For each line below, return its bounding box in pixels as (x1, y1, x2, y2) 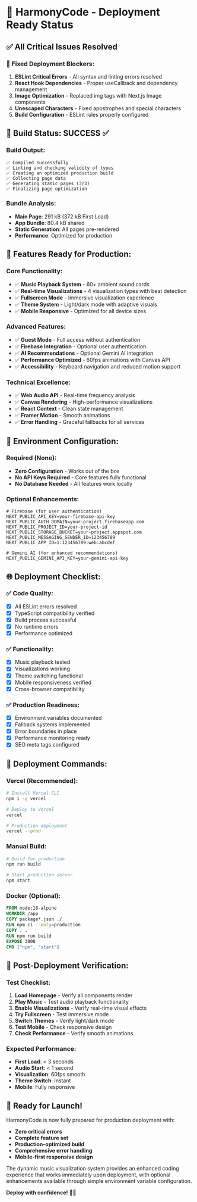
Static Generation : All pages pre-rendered (14, 226, 119, 233)
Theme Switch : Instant (14, 1077, 71, 1084)
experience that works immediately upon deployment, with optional (6, 1171, 171, 1178)
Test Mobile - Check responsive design (14, 1023, 112, 1031)
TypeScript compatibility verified (14, 610, 95, 617)
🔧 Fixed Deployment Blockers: (6, 60, 95, 68)
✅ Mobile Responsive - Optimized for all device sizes (14, 307, 147, 314)
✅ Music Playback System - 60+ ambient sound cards (14, 280, 150, 288)
